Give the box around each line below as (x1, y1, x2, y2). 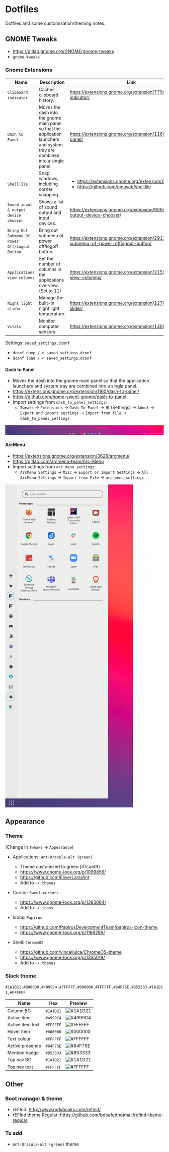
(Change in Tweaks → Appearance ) (5, 844, 74, 850)
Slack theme (5, 972, 37, 979)
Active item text (7, 1022, 40, 1028)
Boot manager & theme (5, 1095, 62, 1102)
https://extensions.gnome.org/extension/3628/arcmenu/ (12, 453, 130, 459)
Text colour (7, 1035, 31, 1041)
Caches (38, 86, 55, 92)
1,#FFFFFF (5, 990, 26, 995)
